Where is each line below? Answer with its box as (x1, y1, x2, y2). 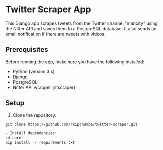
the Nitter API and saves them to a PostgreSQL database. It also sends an (5, 25, 157, 31)
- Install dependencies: (5, 131, 57, 136)
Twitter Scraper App (5, 4, 91, 15)
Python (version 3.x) (12, 68, 55, 74)
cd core (5, 135, 22, 141)
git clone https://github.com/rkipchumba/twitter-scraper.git (5, 122, 138, 127)
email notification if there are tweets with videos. (5, 31, 106, 37)
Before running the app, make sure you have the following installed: (5, 59, 144, 65)
